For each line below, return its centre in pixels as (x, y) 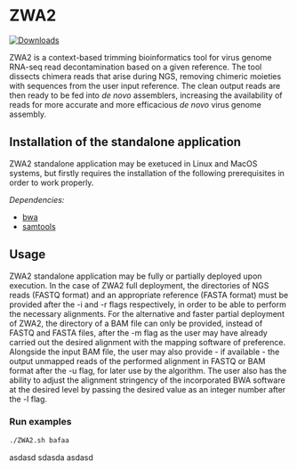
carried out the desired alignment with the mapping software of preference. (148, 342)
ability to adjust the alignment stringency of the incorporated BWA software (148, 380)
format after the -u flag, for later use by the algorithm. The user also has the (148, 370)
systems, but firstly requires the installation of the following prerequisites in (147, 173)
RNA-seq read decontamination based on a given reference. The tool (136, 67)
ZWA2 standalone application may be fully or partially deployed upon (136, 276)
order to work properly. (52, 182)
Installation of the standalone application (125, 142)
